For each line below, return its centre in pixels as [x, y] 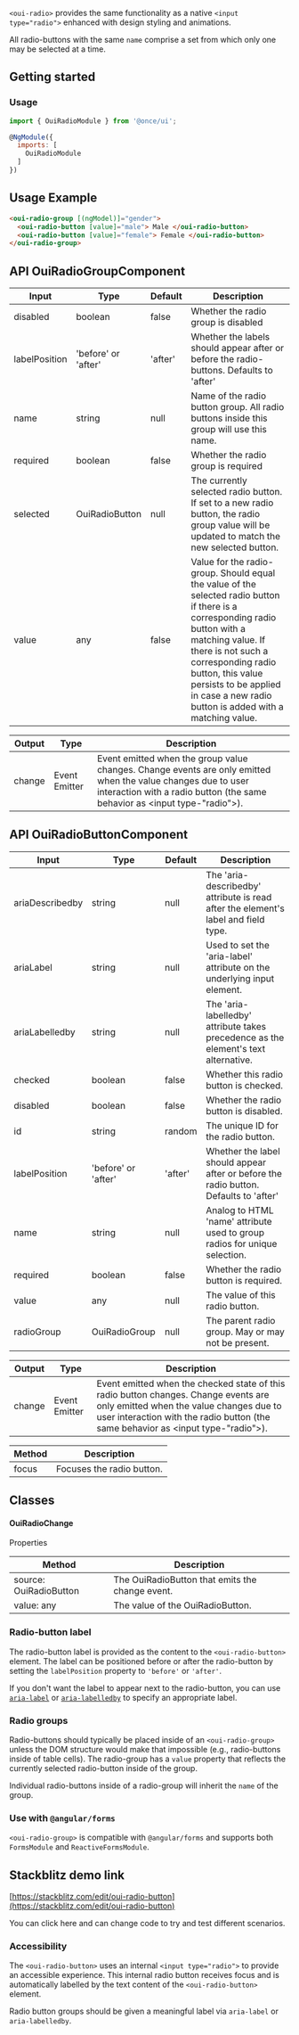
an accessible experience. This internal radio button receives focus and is [145, 1975]
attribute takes [236, 1026]
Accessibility [38, 1947]
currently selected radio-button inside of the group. [104, 1768]
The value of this [241, 1294]
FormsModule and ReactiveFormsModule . [79, 1847]
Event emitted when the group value [172, 759]
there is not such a [230, 652]
